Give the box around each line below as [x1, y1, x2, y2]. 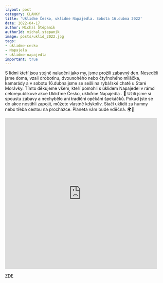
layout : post [5, 7, 32, 12]
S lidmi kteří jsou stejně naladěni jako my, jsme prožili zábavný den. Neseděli [5, 70, 159, 76]
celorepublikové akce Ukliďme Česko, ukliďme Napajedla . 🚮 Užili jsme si [5, 91, 152, 97]
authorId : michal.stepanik [5, 30, 60, 34]
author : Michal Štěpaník [5, 25, 55, 30]
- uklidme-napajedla [5, 52, 47, 57]
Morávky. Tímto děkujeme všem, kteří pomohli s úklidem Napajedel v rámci [5, 85, 156, 91]
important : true [5, 57, 38, 62]
